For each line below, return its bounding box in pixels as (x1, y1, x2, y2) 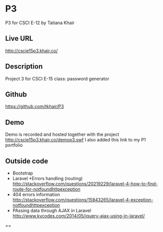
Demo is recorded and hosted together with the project (5, 131, 119, 137)
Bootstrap (12, 170, 33, 176)
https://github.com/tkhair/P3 (5, 104, 64, 110)
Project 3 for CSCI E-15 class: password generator (5, 75, 110, 82)
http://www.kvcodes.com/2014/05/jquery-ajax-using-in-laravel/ (12, 213, 145, 219)
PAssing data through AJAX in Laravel (12, 207, 92, 213)
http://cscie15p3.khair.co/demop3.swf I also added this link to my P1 (5, 137, 146, 143)
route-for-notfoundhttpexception (12, 186, 80, 192)
